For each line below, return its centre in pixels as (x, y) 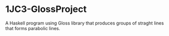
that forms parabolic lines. (33, 28)
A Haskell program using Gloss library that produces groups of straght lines (85, 23)
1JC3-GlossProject (46, 9)
